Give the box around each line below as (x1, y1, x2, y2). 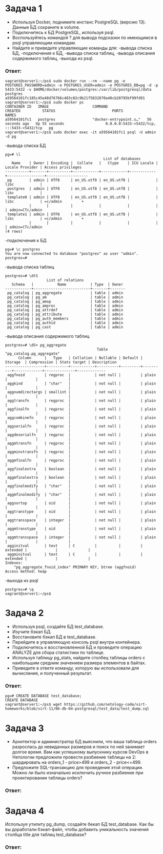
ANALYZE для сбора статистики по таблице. (12, 650, 105, 655)
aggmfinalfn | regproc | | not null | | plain (7, 458, 156, 463)
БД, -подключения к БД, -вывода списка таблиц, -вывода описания (12, 50, 155, 56)
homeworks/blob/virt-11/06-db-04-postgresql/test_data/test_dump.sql (5, 706, 150, 712)
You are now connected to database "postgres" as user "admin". (5, 251, 139, 256)
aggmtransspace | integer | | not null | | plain (7, 535, 156, 540)
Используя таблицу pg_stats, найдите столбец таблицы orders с (12, 655, 145, 661)
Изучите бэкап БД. (12, 629, 52, 635)
